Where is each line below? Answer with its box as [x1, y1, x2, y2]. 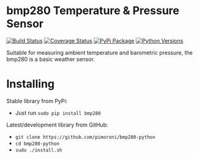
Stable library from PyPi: [6, 97, 68, 104]
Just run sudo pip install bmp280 [15, 109, 101, 117]
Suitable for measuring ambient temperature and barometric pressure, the [6, 48, 193, 56]
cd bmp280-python [15, 141, 60, 147]
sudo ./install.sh [15, 147, 62, 153]
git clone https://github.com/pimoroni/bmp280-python [15, 134, 156, 140]
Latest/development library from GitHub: [6, 121, 108, 128]
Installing [6, 77, 55, 91]
